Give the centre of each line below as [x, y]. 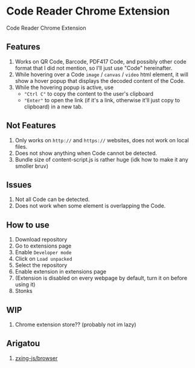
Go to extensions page [43, 246]
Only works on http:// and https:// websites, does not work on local [102, 140]
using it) [25, 284]
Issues [19, 185]
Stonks [24, 291]
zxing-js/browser [36, 358]
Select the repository [41, 265]
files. [21, 146]
